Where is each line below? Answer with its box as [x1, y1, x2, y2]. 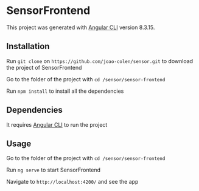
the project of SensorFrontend [6, 64, 82, 71]
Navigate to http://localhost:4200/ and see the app [6, 178, 139, 186]
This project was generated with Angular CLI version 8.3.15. [6, 24, 155, 31]
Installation [6, 41, 50, 52]
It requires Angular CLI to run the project [6, 121, 108, 128]
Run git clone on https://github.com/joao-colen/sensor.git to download [6, 57, 194, 64]
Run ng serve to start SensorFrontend [6, 166, 101, 173]
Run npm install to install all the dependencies [6, 87, 124, 95]
